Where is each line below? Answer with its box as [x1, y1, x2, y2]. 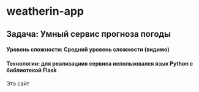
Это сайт [6, 80, 29, 87]
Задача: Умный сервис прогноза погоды [6, 29, 171, 39]
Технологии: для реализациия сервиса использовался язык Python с [6, 59, 193, 67]
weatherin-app [6, 4, 84, 18]
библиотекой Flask [6, 66, 57, 74]
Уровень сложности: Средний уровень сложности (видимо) [6, 46, 170, 53]
